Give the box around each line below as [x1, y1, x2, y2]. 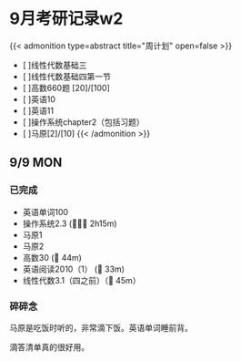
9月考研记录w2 [9, 8, 124, 29]
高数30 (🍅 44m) [22, 252, 82, 263]
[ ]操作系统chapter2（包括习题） [22, 116, 146, 128]
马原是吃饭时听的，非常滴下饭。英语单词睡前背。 [9, 322, 193, 333]
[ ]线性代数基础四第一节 [22, 70, 111, 82]
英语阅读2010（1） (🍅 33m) [22, 263, 126, 274]
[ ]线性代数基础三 [22, 59, 87, 70]
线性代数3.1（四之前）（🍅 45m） [22, 274, 141, 285]
